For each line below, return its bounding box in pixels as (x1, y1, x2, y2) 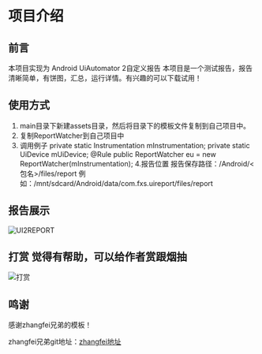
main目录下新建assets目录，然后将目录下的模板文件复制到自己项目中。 (19, 121, 251, 130)
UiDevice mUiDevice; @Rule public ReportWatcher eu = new (19, 149, 217, 158)
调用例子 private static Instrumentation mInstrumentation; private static (19, 140, 250, 150)
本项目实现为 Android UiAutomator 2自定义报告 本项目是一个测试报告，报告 (8, 64, 253, 73)
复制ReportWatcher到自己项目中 (19, 131, 125, 140)
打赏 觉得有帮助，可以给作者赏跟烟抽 (8, 250, 187, 264)
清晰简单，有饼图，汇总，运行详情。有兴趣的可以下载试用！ (8, 73, 202, 83)
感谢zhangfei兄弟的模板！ (8, 320, 92, 330)
